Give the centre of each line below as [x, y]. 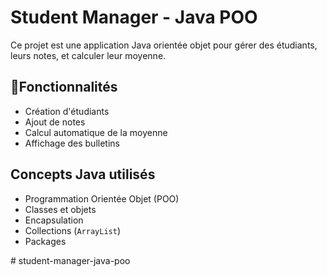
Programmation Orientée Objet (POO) [102, 198]
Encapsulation [54, 220]
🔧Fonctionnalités [64, 87]
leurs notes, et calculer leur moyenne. [88, 55]
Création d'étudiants [67, 111]
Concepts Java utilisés [83, 174]
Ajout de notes [55, 122]
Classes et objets [60, 209]
